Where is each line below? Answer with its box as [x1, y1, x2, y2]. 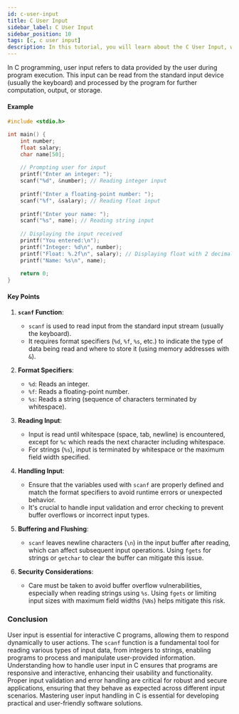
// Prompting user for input [20, 164, 107, 171]
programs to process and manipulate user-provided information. [7, 653, 196, 662]
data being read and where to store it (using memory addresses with [28, 345, 230, 353]
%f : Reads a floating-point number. [28, 387, 129, 396]
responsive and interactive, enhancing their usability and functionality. [7, 668, 213, 677]
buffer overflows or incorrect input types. [28, 511, 149, 519]
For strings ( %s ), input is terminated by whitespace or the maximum [28, 445, 225, 454]
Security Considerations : [17, 568, 94, 576]
